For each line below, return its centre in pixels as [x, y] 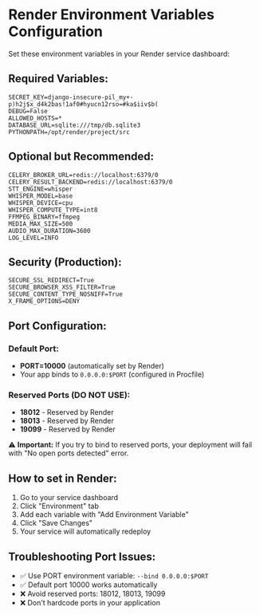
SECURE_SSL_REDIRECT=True [51, 281]
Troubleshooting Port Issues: [82, 556]
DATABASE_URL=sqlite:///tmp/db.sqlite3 [75, 125]
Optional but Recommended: [81, 157]
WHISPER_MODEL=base [41, 196]
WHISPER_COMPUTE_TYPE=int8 [53, 210]
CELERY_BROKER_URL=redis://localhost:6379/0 [83, 175]
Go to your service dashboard [69, 498]
